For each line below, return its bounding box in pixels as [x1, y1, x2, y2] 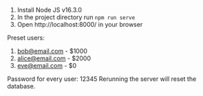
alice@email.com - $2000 [17, 54, 92, 62]
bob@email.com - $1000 [17, 47, 88, 55]
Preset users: [7, 34, 45, 42]
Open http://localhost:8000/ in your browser [17, 21, 143, 28]
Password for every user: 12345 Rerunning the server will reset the [7, 75, 197, 83]
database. [7, 82, 36, 90]
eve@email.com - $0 [17, 62, 77, 69]
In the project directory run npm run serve [17, 13, 136, 21]
